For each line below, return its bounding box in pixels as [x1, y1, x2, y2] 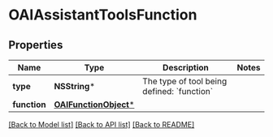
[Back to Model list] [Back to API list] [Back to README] [8, 120, 195, 129]
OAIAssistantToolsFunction [8, 6, 197, 24]
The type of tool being [141, 75, 227, 87]
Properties [8, 38, 63, 52]
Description [162, 62, 210, 73]
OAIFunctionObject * [54, 99, 135, 110]
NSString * [54, 81, 96, 92]
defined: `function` [141, 86, 214, 96]
